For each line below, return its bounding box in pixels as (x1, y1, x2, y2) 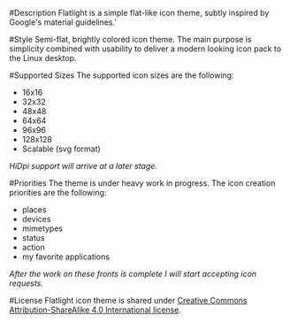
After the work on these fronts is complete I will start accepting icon (9, 269, 257, 279)
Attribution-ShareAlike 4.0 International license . (9, 304, 181, 315)
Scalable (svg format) (21, 143, 102, 154)
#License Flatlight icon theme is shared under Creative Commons (9, 296, 248, 305)
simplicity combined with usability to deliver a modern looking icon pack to (9, 43, 281, 54)
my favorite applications (21, 251, 111, 262)
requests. (9, 278, 44, 288)
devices (21, 214, 51, 224)
